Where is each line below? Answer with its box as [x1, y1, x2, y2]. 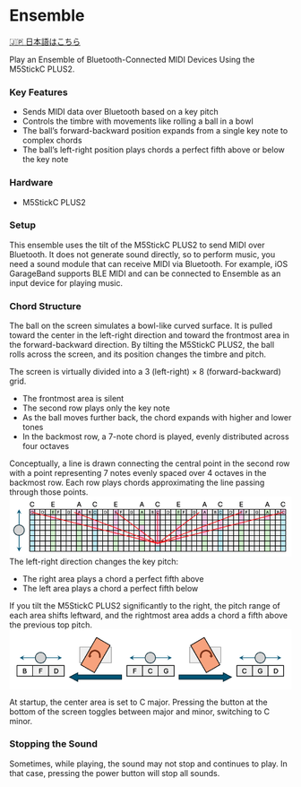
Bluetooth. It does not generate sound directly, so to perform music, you [9, 248, 276, 260]
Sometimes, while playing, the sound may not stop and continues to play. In [9, 758, 288, 769]
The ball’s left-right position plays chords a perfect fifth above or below [21, 144, 285, 155]
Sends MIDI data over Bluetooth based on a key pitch [21, 107, 219, 117]
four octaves [21, 441, 70, 452]
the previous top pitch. [9, 619, 92, 630]
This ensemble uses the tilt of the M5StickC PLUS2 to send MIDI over [9, 239, 265, 250]
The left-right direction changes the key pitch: [9, 556, 179, 566]
